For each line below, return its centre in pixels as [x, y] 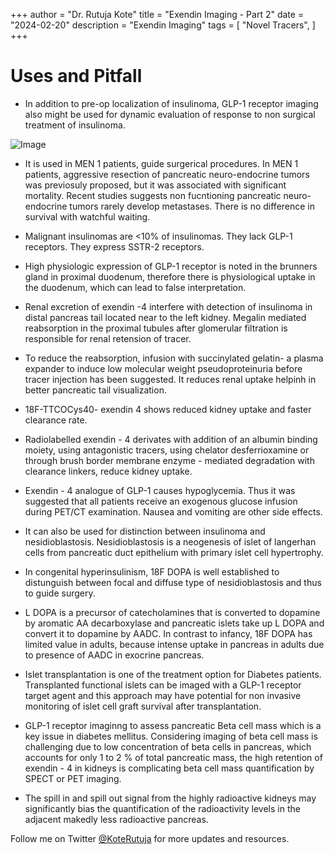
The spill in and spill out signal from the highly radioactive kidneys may [170, 798]
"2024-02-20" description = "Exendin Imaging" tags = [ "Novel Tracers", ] [163, 25]
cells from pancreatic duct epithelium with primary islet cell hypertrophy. [174, 552]
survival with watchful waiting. [87, 216]
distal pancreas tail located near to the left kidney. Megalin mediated [165, 317]
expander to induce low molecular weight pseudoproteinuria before [163, 368]
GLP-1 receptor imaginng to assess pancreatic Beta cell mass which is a [173, 725]
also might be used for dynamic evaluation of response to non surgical [170, 114]
